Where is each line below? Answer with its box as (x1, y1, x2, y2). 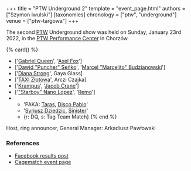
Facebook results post (14, 152, 69, 159)
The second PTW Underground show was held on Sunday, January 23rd (6, 29, 182, 36)
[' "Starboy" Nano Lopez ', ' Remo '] (14, 89, 95, 95)
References (6, 139, 40, 147)
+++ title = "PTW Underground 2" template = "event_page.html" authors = (6, 5, 186, 12)
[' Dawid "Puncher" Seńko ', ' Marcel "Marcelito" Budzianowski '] (14, 64, 166, 71)
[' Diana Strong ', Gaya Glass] (14, 70, 83, 76)
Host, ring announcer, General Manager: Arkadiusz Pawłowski (6, 125, 156, 131)
